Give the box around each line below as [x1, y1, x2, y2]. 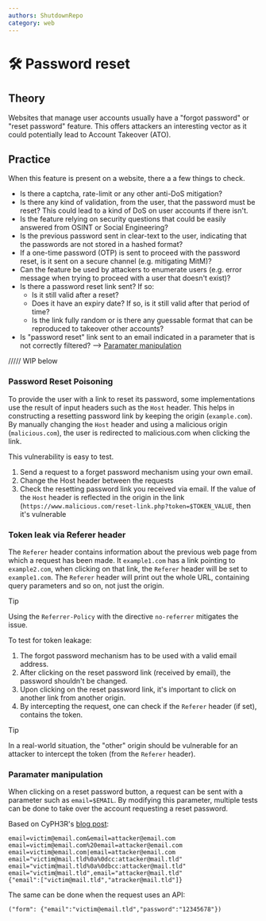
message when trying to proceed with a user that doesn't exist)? [19, 273, 231, 283]
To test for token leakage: [8, 635, 92, 645]
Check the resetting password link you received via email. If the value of [19, 484, 256, 493]
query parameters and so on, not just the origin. [8, 580, 164, 590]
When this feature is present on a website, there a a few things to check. [8, 174, 245, 183]
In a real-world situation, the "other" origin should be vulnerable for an [8, 740, 238, 750]
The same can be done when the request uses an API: [8, 890, 186, 900]
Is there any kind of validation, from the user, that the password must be [19, 198, 256, 207]
